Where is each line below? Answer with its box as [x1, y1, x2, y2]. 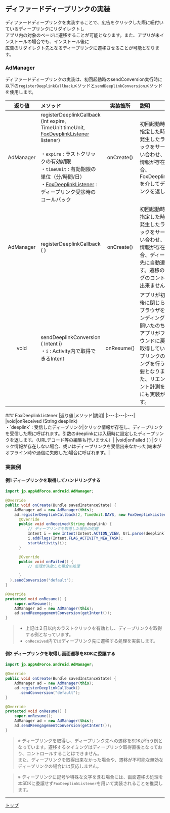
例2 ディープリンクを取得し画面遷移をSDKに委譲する [5, 650, 115, 656]
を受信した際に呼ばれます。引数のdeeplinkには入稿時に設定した [5, 430, 138, 437]
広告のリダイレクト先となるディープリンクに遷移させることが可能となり [5, 45, 155, 51]
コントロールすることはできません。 [26, 750, 102, 757]
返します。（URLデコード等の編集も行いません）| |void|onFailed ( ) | [14, 437, 154, 443]
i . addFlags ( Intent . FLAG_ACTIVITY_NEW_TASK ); [27, 536, 123, 541]
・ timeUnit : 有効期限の [40, 166, 96, 173]
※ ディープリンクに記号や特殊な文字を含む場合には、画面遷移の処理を [17, 774, 163, 780]
